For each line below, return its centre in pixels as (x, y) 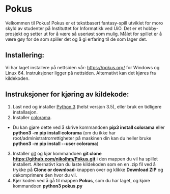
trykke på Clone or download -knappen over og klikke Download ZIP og (88, 170)
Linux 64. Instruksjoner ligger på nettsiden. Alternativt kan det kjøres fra (81, 73)
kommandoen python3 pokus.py (48, 186)
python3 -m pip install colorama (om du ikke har (64, 132)
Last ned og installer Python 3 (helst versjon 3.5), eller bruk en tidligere (87, 106)
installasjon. (25, 112)
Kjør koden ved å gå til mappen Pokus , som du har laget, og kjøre (81, 180)
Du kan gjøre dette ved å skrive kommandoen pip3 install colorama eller (89, 127)
